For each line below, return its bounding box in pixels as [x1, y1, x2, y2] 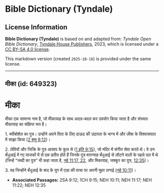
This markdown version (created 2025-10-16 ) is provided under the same [5, 56, 151, 62]
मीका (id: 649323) [5, 80, 57, 88]
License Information [5, 23, 67, 31]
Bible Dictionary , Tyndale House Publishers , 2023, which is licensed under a [5, 41, 159, 47]
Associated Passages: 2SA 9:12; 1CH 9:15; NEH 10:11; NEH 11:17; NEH [12, 177, 152, 183]
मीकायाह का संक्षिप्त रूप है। [5, 121, 47, 127]
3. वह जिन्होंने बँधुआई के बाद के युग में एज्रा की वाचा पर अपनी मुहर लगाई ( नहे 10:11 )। [5, 168, 136, 173]
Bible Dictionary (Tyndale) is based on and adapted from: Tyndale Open [5, 36, 151, 42]
